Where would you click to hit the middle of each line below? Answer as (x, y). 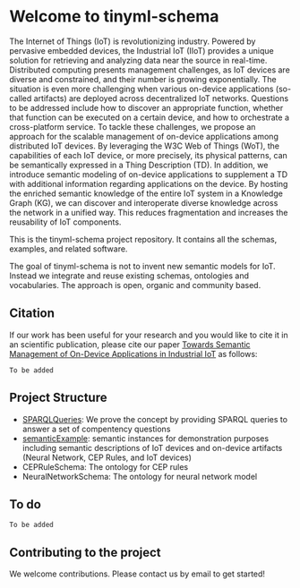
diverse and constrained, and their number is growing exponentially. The (143, 79)
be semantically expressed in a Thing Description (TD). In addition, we (139, 165)
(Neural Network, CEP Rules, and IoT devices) (107, 457)
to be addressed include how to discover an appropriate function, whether (146, 107)
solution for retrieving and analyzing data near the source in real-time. (138, 60)
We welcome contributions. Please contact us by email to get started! (137, 574)
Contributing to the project (85, 552)
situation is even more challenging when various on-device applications (141, 89)
